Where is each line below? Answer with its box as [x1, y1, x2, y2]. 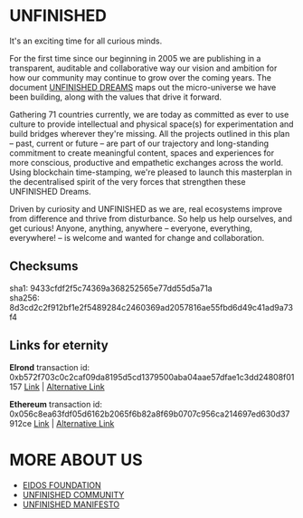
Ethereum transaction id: [9, 398, 102, 409]
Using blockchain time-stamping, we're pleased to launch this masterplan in [9, 167, 292, 177]
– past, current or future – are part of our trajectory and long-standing [9, 138, 270, 149]
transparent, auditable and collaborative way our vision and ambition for [9, 62, 278, 73]
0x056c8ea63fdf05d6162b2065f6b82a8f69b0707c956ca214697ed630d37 [9, 408, 290, 419]
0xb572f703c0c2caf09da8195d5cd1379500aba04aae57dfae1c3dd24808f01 [9, 371, 295, 382]
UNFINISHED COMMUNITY [22, 489, 125, 500]
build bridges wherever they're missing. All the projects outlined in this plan [9, 128, 290, 139]
